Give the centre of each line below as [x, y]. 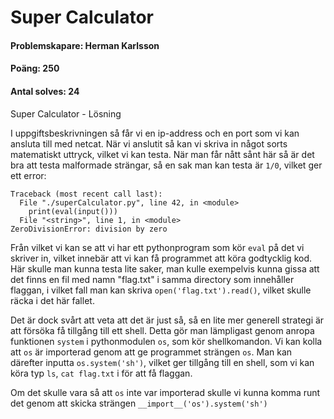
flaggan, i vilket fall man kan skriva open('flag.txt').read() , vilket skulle [161, 290]
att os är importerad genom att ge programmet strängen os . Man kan [151, 352]
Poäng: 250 [35, 68]
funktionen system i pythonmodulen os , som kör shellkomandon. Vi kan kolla [166, 341]
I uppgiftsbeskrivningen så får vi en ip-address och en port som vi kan [155, 133]
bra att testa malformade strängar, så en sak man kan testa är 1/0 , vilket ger [166, 165]
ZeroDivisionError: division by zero [89, 229]
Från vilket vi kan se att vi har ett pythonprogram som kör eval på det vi [157, 247]
